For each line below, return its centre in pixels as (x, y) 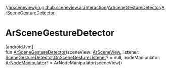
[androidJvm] (19, 47)
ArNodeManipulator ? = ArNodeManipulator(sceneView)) (64, 63)
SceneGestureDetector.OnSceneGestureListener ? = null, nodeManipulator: (83, 57)
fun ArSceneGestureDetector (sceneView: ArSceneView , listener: (72, 52)
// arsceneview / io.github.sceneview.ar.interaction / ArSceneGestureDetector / (83, 7)
